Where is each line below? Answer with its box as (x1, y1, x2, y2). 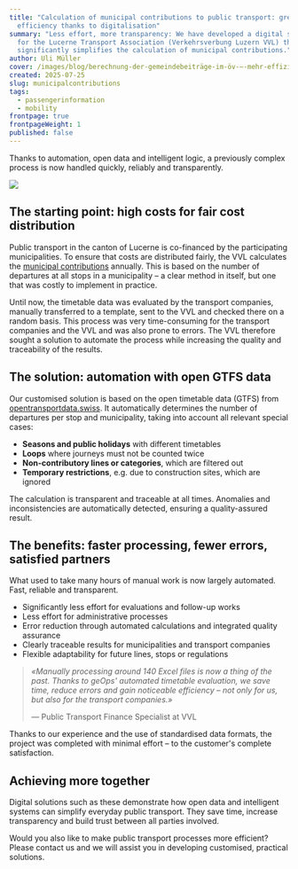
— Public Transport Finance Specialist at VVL (30, 711, 197, 723)
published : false (9, 129, 74, 137)
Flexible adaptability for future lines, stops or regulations (21, 649, 229, 660)
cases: (9, 421, 34, 432)
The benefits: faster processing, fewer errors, (9, 537, 268, 552)
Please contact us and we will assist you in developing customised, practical (9, 842, 288, 853)
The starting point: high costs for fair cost (9, 205, 246, 220)
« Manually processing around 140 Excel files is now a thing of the (30, 666, 272, 677)
